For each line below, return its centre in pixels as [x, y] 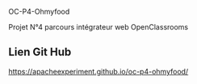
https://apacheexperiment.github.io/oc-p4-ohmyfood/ [98, 71]
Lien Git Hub [40, 52]
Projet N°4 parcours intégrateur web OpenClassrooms [98, 27]
